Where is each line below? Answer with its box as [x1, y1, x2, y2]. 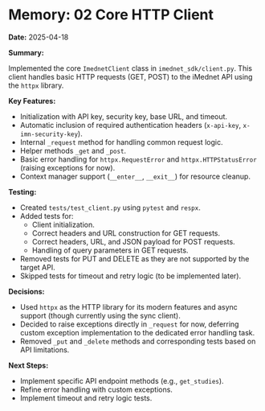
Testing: [8, 187, 37, 196]
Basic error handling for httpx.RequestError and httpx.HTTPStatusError [19, 154, 257, 164]
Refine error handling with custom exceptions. [19, 384, 173, 394]
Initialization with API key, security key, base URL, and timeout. [19, 111, 227, 121]
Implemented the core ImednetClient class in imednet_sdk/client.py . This [8, 63, 253, 73]
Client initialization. [31, 220, 95, 229]
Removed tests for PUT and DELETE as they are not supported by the [19, 253, 250, 263]
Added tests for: [19, 211, 74, 220]
